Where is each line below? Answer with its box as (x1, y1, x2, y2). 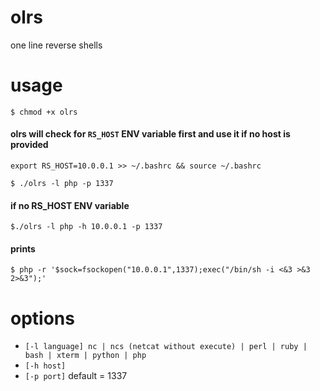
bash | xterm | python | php (24, 351, 147, 361)
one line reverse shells (10, 39, 103, 51)
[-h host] (24, 361, 67, 371)
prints (10, 242, 36, 255)
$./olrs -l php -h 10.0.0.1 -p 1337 (10, 222, 163, 232)
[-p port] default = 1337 (24, 370, 128, 382)
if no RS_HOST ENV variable (10, 199, 130, 211)
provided (10, 139, 49, 151)
